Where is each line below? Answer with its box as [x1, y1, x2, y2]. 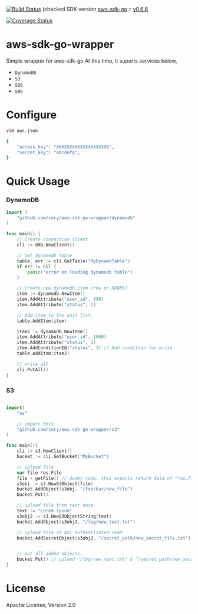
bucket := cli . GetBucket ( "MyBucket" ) [16, 454, 110, 460]
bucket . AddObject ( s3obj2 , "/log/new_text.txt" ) [16, 519, 136, 525]
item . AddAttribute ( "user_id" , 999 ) [16, 296, 104, 303]
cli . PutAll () [16, 366, 49, 372]
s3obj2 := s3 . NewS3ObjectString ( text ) [16, 513, 112, 519]
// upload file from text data [16, 502, 94, 508]
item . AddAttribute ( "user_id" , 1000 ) [16, 334, 107, 340]
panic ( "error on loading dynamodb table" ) [27, 269, 133, 275]
